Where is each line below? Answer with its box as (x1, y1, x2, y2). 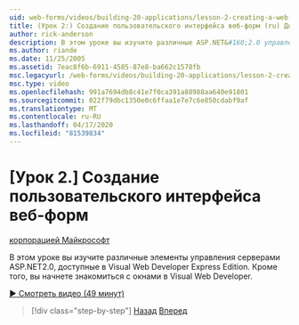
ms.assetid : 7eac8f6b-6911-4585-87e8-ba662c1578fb (9, 63, 201, 72)
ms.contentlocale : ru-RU (9, 112, 101, 121)
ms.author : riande (9, 46, 77, 55)
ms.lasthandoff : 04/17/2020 (9, 121, 114, 130)
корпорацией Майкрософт (9, 234, 110, 245)
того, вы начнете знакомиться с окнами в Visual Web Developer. (9, 271, 254, 281)
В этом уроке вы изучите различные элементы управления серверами (9, 251, 280, 263)
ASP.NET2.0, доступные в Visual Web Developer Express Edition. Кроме (9, 261, 278, 272)
